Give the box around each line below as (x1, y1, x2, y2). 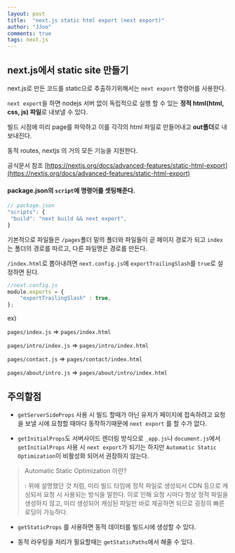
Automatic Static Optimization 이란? (24, 466, 127, 474)
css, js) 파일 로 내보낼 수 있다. (7, 107, 88, 116)
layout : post (7, 10, 46, 18)
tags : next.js (7, 36, 49, 44)
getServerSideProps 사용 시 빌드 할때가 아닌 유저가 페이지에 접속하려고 (17, 410, 213, 418)
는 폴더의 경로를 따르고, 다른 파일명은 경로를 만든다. (7, 244, 147, 253)
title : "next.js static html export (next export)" (7, 17, 165, 24)
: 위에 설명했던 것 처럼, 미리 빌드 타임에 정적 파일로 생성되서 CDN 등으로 (24, 481, 221, 490)
